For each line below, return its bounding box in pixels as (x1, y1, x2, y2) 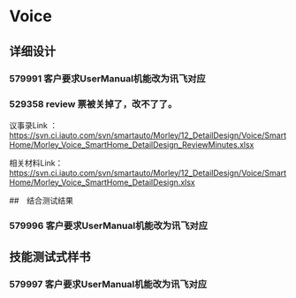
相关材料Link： (9, 157, 64, 168)
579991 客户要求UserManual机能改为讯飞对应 (9, 73, 206, 85)
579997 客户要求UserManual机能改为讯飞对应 (9, 279, 208, 291)
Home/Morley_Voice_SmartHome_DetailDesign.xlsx (9, 177, 196, 187)
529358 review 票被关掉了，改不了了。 (9, 98, 178, 111)
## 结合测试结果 (9, 195, 73, 205)
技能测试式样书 (9, 249, 91, 264)
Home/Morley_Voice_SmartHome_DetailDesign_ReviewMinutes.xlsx (9, 139, 254, 149)
